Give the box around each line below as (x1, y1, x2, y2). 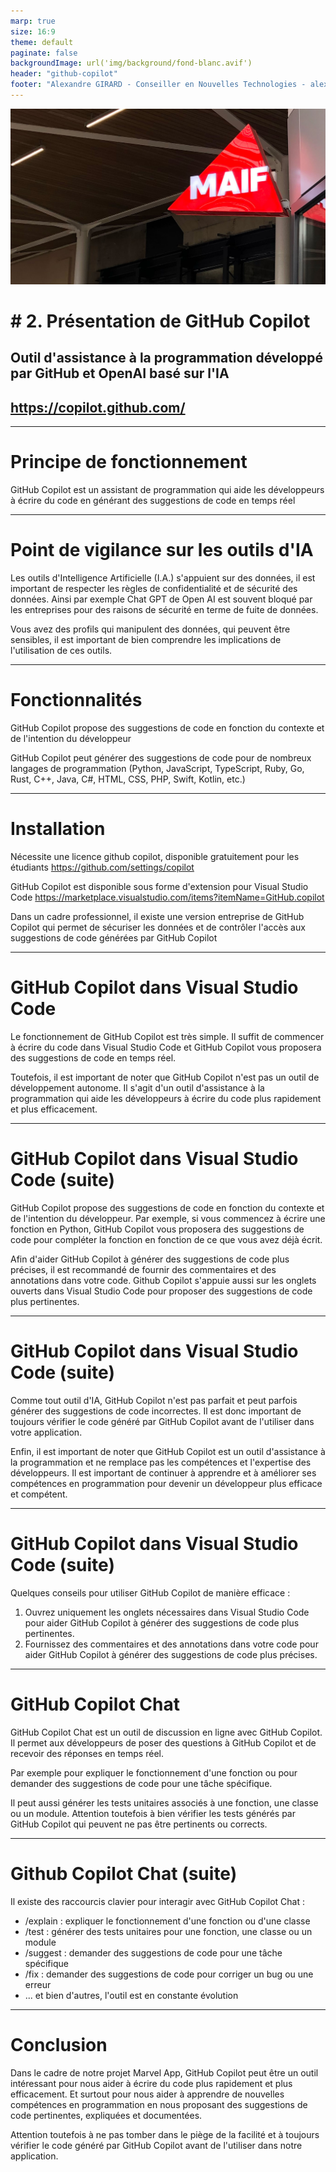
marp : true (10, 16, 56, 26)
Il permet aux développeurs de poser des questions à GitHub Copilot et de (10, 1736, 317, 1749)
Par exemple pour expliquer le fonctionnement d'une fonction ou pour (10, 1766, 298, 1779)
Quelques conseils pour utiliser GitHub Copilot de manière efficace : (10, 1586, 291, 1599)
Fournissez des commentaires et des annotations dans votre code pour (24, 1638, 319, 1650)
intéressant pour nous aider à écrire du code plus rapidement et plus (10, 2077, 293, 2089)
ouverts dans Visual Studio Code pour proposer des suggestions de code (10, 1285, 313, 1297)
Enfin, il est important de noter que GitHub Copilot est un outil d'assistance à (10, 1445, 326, 1457)
